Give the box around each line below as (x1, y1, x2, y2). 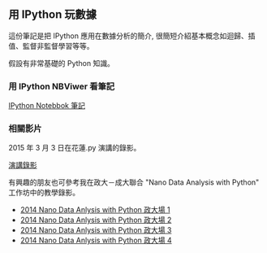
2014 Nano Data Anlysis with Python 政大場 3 (19, 225, 172, 235)
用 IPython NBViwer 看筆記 (8, 81, 115, 92)
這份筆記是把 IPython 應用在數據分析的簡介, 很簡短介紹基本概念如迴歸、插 (8, 31, 256, 41)
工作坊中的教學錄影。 (8, 188, 80, 198)
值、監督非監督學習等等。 (8, 41, 94, 50)
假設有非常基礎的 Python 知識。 (8, 58, 115, 68)
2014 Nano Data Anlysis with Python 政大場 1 (19, 205, 170, 215)
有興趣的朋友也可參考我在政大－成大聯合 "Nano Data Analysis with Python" (8, 177, 260, 187)
